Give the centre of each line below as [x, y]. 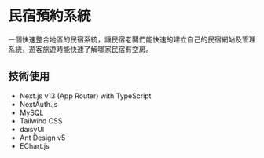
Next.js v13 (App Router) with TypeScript [85, 96]
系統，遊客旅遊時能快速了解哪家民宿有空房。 [81, 49]
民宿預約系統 [50, 16]
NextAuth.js [38, 104]
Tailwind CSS [41, 121]
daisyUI [32, 129]
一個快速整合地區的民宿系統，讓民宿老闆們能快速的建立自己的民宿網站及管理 [132, 39]
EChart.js [34, 145]
